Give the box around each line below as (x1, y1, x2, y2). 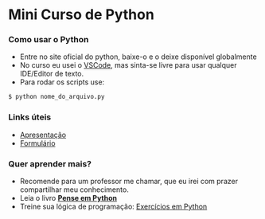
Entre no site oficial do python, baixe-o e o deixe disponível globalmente (19, 52, 257, 61)
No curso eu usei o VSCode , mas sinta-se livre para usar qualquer (19, 61, 237, 70)
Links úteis (8, 111, 52, 123)
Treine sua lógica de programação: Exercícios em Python (19, 201, 208, 211)
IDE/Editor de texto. (19, 69, 84, 79)
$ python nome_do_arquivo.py (8, 93, 105, 101)
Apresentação (19, 130, 66, 139)
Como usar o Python (8, 34, 89, 45)
